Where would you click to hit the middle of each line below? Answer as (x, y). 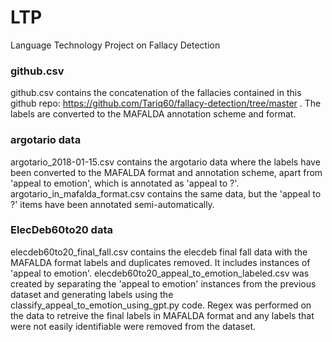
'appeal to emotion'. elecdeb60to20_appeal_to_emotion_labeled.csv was (160, 273)
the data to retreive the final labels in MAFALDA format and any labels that (162, 315)
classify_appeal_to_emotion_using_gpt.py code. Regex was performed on (161, 305)
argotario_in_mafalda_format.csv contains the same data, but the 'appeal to (166, 193)
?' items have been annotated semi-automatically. (112, 204)
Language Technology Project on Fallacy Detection (115, 45)
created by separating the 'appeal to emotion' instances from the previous (163, 283)
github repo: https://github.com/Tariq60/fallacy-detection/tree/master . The (166, 103)
